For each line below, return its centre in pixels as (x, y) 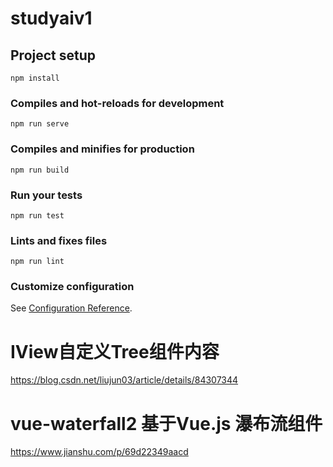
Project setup (53, 55)
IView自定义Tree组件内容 (115, 351)
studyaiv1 (51, 18)
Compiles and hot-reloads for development (117, 103)
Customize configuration (72, 287)
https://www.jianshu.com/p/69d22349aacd (99, 452)
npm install (35, 78)
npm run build (40, 170)
